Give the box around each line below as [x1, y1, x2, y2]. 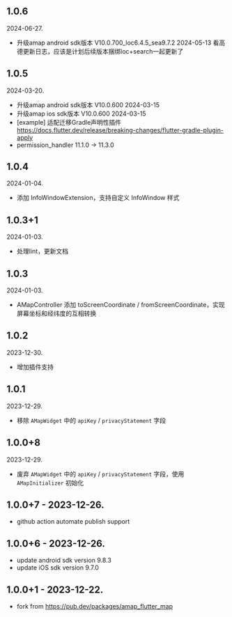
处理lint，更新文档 [16, 247, 69, 256]
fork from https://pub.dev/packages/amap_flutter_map [16, 602, 173, 610]
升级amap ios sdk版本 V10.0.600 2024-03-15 [16, 109, 147, 118]
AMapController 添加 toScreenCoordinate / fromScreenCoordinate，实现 [16, 301, 225, 309]
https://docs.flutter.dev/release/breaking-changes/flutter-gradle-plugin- [16, 125, 224, 134]
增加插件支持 [16, 362, 54, 371]
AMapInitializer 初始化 [16, 478, 84, 487]
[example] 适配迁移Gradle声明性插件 [16, 118, 122, 126]
